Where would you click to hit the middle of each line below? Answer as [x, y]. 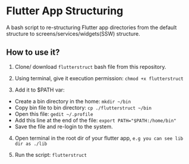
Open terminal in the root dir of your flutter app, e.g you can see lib [99, 138]
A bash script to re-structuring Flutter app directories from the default [92, 27]
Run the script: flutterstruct [51, 154]
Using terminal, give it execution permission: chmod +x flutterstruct [99, 78]
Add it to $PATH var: [40, 90]
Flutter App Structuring [65, 11]
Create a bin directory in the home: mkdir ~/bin [73, 101]
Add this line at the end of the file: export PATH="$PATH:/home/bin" [95, 120]
